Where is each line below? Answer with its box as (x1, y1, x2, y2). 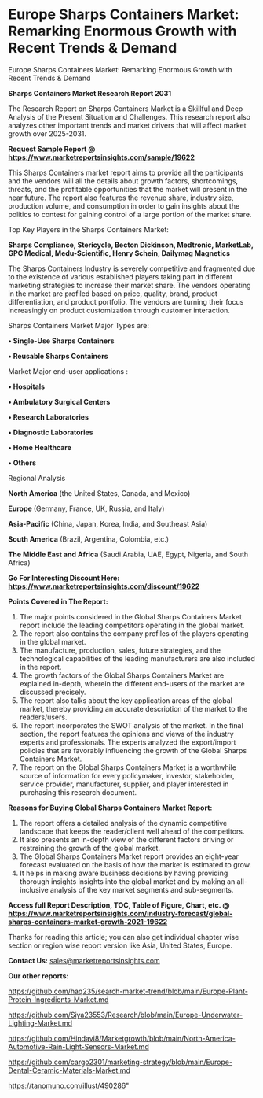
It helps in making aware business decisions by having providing (19, 868, 228, 878)
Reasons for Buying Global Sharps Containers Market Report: (8, 803, 213, 812)
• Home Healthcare (8, 442, 72, 452)
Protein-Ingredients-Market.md (8, 994, 109, 1004)
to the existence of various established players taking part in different (8, 272, 233, 281)
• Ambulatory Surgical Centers (8, 397, 111, 406)
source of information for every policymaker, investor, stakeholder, (19, 771, 235, 780)
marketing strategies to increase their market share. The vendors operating (8, 280, 251, 290)
